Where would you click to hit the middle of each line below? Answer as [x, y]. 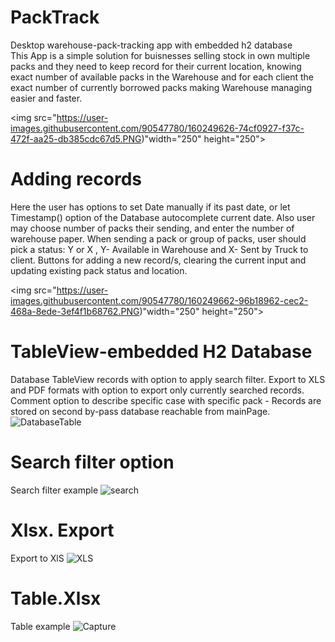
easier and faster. [46, 98]
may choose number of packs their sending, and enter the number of [152, 228]
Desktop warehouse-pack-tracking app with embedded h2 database [151, 45]
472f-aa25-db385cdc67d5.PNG [76, 138]
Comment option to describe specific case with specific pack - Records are [166, 400]
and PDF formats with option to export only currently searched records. [157, 390]
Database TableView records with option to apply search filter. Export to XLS [168, 379]
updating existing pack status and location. [99, 270]
